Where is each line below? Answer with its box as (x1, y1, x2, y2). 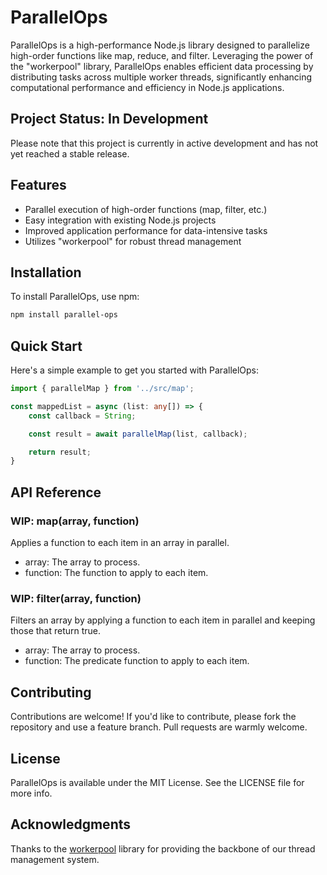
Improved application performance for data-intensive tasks (24, 224, 268, 236)
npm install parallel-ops (10, 310, 118, 320)
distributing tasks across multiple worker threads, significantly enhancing (10, 71, 313, 83)
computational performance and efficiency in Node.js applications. (10, 81, 285, 93)
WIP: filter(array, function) (10, 591, 142, 605)
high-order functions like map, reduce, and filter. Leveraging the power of (10, 49, 314, 61)
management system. (10, 853, 100, 865)
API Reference (10, 484, 102, 501)
